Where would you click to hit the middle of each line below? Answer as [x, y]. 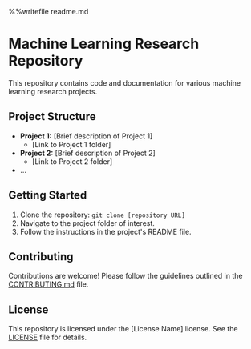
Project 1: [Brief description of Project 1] [86, 136]
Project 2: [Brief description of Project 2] [88, 153]
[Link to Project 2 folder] [72, 161]
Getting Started [48, 195]
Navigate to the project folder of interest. [87, 223]
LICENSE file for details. [48, 337]
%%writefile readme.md [49, 12]
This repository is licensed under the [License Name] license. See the [123, 329]
